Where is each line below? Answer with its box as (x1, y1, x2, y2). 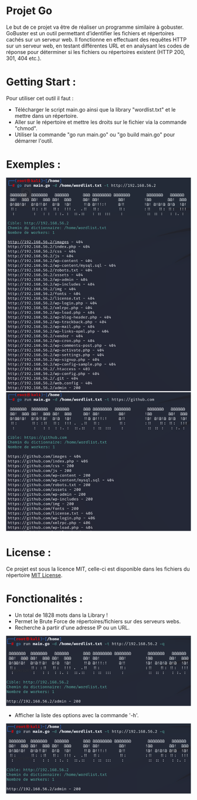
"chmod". (14, 124, 38, 131)
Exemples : (6, 158, 61, 171)
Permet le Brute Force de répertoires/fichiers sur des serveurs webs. (14, 617, 181, 625)
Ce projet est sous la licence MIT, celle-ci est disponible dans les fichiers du (6, 565, 191, 572)
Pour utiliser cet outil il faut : (6, 94, 74, 102)
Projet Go (6, 4, 53, 18)
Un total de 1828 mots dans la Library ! (14, 612, 108, 619)
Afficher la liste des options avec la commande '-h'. (14, 711, 139, 718)
